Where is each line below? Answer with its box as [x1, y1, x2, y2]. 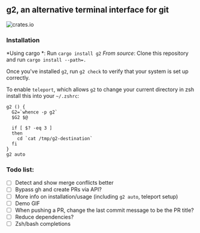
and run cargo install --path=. [6, 56, 86, 63]
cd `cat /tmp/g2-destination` [17, 136, 93, 142]
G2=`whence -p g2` [11, 109, 58, 115]
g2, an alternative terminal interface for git [6, 5, 169, 15]
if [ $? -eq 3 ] [11, 125, 52, 132]
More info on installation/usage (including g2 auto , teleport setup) [14, 193, 178, 200]
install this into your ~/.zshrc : [6, 92, 80, 100]
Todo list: [6, 165, 34, 174]
